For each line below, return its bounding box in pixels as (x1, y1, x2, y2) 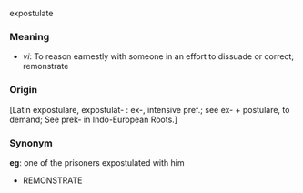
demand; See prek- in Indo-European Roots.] (9, 114, 177, 125)
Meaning (9, 30, 50, 43)
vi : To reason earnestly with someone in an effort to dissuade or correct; (22, 51, 294, 62)
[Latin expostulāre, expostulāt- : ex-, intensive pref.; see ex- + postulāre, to (9, 104, 290, 115)
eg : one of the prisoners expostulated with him (9, 157, 185, 168)
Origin (9, 84, 38, 96)
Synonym (9, 137, 53, 149)
